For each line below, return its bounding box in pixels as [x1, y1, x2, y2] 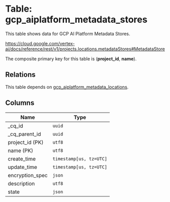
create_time [8, 155, 36, 162]
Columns [5, 98, 35, 107]
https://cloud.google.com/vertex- [5, 40, 75, 46]
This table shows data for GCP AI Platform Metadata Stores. [5, 30, 130, 37]
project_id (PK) [8, 139, 44, 146]
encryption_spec [8, 172, 48, 179]
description [8, 180, 35, 187]
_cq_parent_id [8, 130, 42, 138]
